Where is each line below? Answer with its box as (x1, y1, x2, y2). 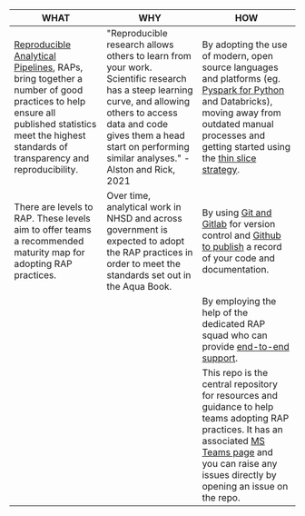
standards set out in (106, 269, 192, 281)
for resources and (202, 390, 279, 402)
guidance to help (202, 401, 274, 412)
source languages (202, 61, 279, 74)
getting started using (202, 141, 291, 153)
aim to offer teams (14, 223, 93, 235)
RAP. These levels (14, 213, 91, 224)
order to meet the (106, 258, 182, 270)
